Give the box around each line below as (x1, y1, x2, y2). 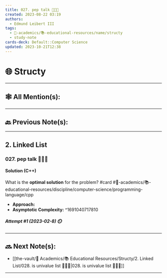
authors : (5, 16, 23, 21)
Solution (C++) (5, 168, 36, 174)
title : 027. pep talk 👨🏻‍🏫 (5, 7, 59, 12)
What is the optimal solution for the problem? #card (5, 179, 112, 185)
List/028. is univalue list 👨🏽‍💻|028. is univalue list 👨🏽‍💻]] (12, 263, 125, 269)
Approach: (12, 201, 35, 207)
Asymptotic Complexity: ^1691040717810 (12, 206, 98, 212)
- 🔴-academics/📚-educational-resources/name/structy (9, 30, 123, 35)
